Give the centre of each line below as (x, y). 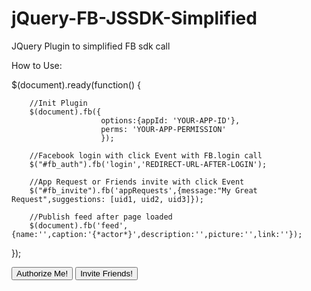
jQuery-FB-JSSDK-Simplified (134, 18)
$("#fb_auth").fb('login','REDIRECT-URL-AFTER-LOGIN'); (148, 164)
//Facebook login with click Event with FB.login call (146, 155)
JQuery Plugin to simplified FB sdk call (91, 46)
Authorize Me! (42, 273)
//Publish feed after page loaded (101, 217)
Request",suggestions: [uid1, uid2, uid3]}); (107, 199)
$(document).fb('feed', (79, 225)
